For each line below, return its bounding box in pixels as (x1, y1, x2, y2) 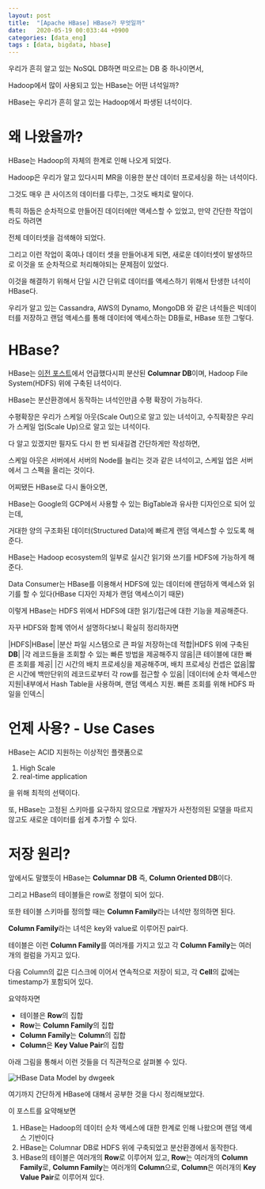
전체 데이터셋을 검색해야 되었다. (8, 233, 106, 242)
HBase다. (8, 287, 38, 296)
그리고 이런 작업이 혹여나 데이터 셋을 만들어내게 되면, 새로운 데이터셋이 (8, 250, 225, 260)
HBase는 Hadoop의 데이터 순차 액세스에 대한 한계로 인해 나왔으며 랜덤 (19, 1123, 238, 1132)
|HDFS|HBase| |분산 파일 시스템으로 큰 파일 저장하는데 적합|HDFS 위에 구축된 (8, 640, 249, 649)
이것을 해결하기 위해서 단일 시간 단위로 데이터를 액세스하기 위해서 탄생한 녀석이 (8, 276, 252, 286)
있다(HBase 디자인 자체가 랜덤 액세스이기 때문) (39, 589, 184, 598)
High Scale (19, 763, 55, 773)
